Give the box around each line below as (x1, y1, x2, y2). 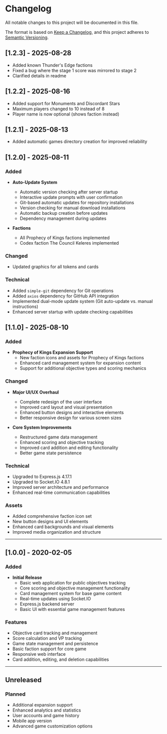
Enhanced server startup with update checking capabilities (12, 308, 133, 314)
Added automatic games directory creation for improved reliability (12, 139, 148, 145)
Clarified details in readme (12, 73, 67, 79)
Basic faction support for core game (12, 646, 86, 652)
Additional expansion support (12, 702, 73, 708)
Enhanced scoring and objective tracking (19, 439, 104, 445)
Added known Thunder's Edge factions (12, 62, 93, 68)
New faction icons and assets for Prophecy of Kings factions (19, 355, 144, 361)
